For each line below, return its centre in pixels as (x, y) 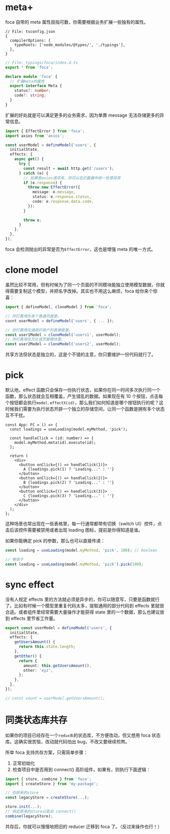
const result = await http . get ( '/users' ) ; (69, 168)
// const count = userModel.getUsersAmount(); (55, 698)
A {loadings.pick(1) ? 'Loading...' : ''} (69, 469)
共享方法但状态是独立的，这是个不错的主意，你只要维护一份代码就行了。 (80, 354)
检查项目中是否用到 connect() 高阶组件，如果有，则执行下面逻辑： (81, 769)
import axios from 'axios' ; (35, 136)
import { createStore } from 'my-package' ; (52, 784)
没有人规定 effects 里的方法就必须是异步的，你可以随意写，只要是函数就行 (82, 599)
